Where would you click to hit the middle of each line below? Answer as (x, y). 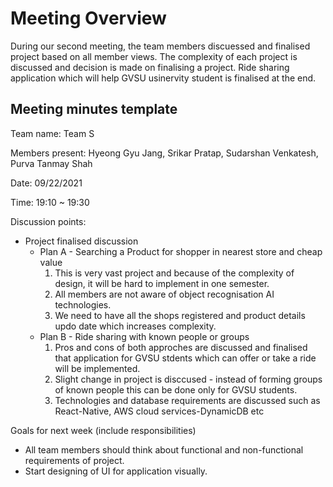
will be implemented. (97, 368)
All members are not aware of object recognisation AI (164, 294)
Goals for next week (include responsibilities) (103, 430)
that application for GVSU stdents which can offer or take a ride (185, 358)
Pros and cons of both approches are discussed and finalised (181, 347)
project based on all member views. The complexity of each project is (154, 56)
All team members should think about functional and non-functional (164, 449)
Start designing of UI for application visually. (116, 471)
